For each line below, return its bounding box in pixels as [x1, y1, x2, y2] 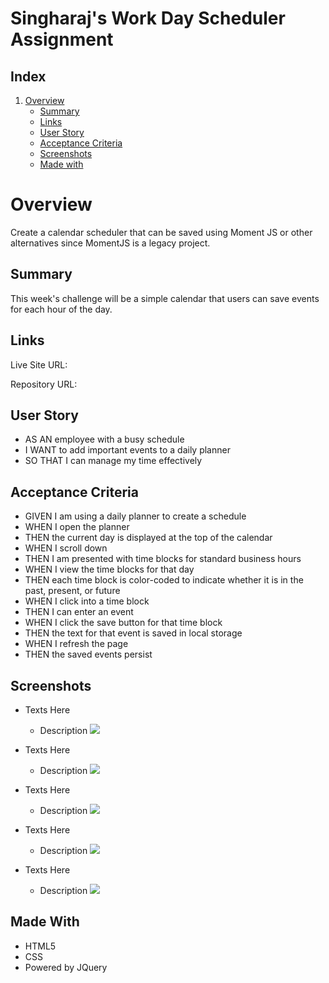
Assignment [10, 28, 114, 51]
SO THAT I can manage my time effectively [24, 455, 203, 467]
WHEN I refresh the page [24, 638, 129, 650]
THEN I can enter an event [24, 606, 134, 618]
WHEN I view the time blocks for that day [24, 563, 195, 576]
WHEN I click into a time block [24, 595, 150, 607]
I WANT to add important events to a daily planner [24, 444, 231, 456]
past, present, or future [24, 585, 121, 597]
